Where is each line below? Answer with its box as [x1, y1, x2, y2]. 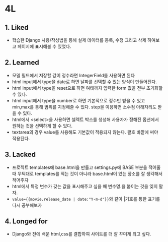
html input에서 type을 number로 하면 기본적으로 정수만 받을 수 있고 [12, 97, 145, 103]
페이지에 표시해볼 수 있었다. [17, 43, 71, 49]
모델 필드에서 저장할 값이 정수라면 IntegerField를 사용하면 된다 [12, 72, 135, 78]
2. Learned [5, 58, 39, 67]
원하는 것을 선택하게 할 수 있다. [12, 123, 72, 129]
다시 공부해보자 [12, 202, 42, 208]
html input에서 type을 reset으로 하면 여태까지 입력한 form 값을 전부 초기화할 [12, 85, 163, 91]
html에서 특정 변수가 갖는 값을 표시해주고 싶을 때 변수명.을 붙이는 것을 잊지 [12, 183, 158, 189]
